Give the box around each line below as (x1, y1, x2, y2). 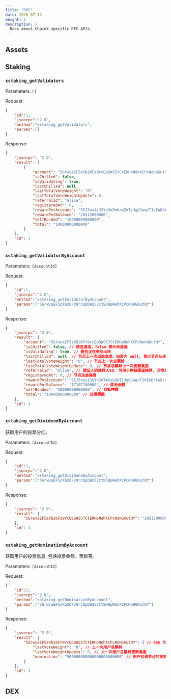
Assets (5, 45, 28, 54)
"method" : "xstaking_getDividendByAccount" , (14, 473, 108, 478)
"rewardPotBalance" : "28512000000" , (32, 212, 110, 217)
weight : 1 (5, 17, 26, 22)
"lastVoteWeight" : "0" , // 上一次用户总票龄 (32, 644, 123, 650)
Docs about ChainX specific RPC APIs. (10, 26, 93, 32)
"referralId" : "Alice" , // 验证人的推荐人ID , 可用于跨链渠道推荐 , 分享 (23, 368, 165, 373)
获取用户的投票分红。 (5, 429, 50, 435)
